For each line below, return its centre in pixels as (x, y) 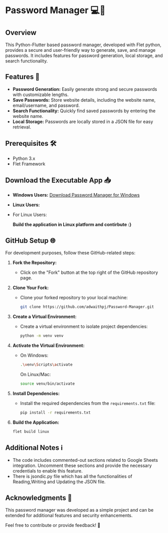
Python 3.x (24, 158)
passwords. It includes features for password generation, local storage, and (84, 55)
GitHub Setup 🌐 (30, 241)
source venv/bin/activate (47, 384)
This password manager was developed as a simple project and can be (79, 510)
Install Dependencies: (36, 393)
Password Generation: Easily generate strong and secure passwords (85, 89)
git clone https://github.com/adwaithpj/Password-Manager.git (87, 307)
